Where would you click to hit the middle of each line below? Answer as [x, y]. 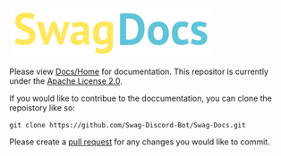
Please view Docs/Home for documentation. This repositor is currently [139, 71]
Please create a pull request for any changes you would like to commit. [140, 142]
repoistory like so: [43, 108]
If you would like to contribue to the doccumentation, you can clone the [141, 98]
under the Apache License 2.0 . [66, 81]
